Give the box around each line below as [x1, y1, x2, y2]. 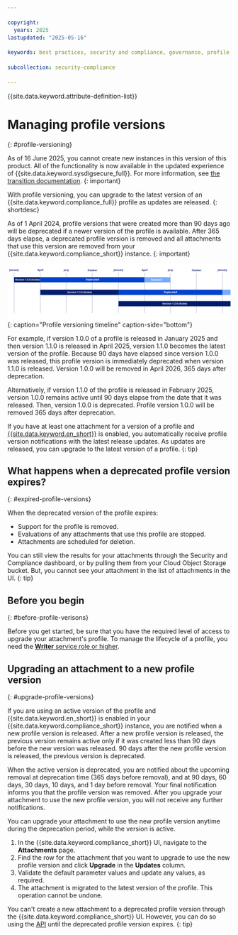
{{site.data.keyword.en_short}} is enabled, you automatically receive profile [7, 430, 227, 438]
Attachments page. [17, 846, 76, 854]
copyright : [7, 18, 40, 26]
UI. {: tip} [7, 574, 34, 582]
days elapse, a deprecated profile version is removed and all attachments [7, 234, 222, 243]
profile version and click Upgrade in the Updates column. [17, 861, 186, 869]
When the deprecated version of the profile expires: [7, 508, 159, 518]
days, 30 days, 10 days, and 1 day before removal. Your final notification [7, 781, 217, 789]
